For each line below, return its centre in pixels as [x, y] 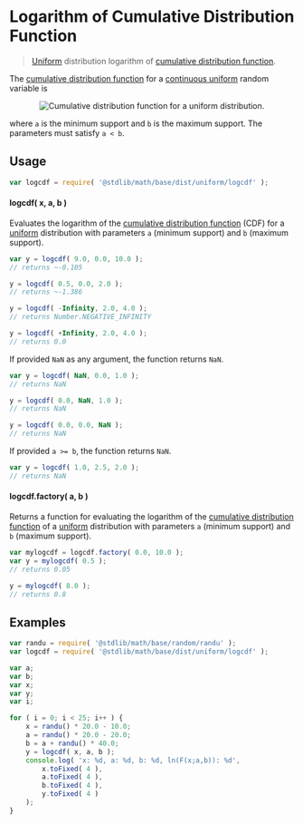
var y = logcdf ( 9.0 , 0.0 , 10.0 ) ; [76, 259]
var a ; [22, 668]
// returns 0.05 [40, 569]
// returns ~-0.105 [46, 267]
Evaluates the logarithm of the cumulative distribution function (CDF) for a [147, 223]
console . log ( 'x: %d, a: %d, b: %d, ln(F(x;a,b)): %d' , [133, 760]
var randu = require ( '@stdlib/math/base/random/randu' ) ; [123, 644]
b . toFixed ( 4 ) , [72, 786]
